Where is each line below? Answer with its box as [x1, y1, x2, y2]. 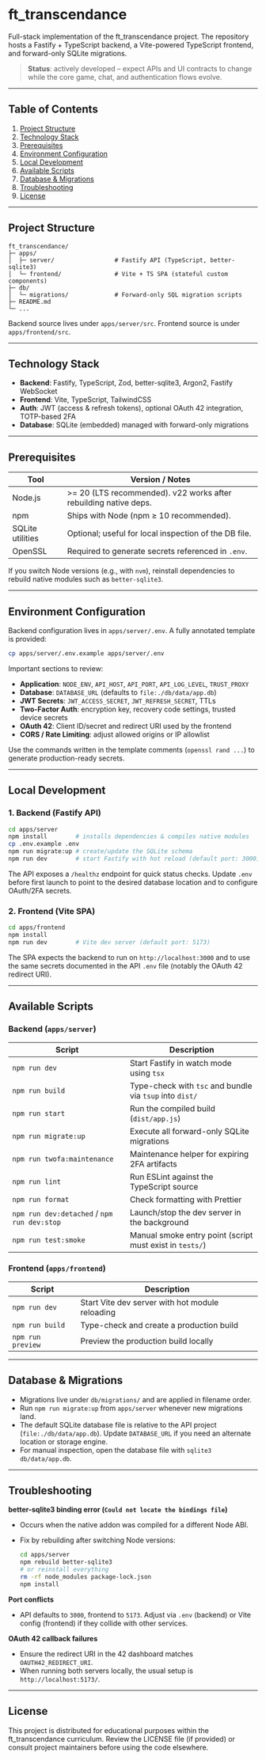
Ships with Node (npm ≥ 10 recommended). [66, 510, 231, 522]
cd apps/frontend [8, 924, 66, 931]
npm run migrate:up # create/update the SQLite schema [8, 848, 193, 855]
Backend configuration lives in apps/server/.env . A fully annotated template [8, 626, 256, 635]
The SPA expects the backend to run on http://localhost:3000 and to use [8, 952, 251, 962]
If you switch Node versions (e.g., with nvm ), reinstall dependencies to [8, 566, 235, 575]
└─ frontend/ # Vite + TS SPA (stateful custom [18, 270, 228, 278]
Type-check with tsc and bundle [129, 1080, 253, 1091]
